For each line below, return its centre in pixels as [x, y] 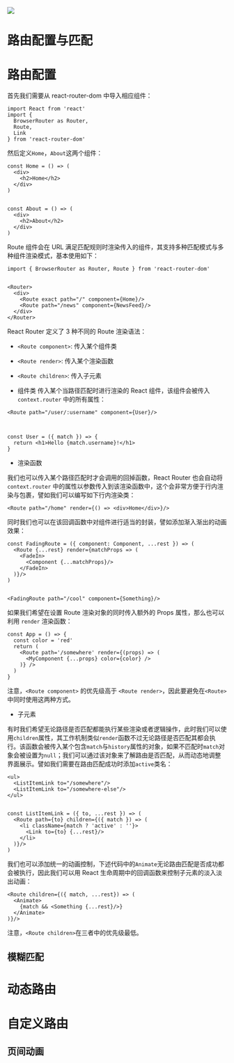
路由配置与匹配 [50, 41]
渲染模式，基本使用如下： [62, 256]
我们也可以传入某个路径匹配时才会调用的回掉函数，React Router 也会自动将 [115, 478]
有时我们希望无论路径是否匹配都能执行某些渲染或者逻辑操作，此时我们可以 [114, 729]
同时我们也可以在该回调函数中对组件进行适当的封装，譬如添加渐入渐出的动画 [117, 522]
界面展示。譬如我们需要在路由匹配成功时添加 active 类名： [90, 764]
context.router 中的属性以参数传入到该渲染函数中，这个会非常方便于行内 [112, 487]
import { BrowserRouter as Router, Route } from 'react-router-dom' [109, 269]
